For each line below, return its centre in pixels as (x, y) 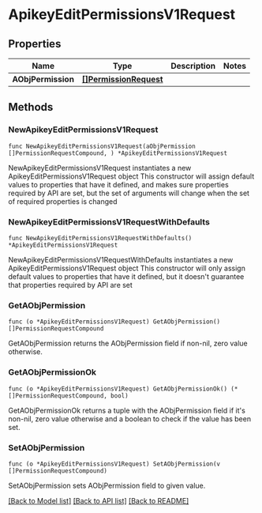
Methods (31, 107)
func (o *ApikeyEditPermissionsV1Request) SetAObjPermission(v (114, 464)
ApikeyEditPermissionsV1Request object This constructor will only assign (127, 268)
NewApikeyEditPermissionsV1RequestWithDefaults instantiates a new (121, 259)
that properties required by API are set (70, 285)
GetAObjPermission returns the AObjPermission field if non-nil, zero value (128, 343)
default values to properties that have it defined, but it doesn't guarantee (126, 276)
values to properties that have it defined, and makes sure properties (118, 184)
